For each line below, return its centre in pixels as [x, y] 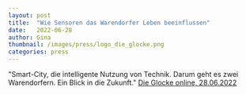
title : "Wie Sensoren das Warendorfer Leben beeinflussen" [110, 23]
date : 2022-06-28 [40, 30]
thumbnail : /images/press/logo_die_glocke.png [86, 45]
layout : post [30, 15]
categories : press [38, 52]
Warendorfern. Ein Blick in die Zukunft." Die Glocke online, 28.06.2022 [123, 82]
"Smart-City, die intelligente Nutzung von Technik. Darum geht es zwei [123, 74]
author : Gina [30, 37]
